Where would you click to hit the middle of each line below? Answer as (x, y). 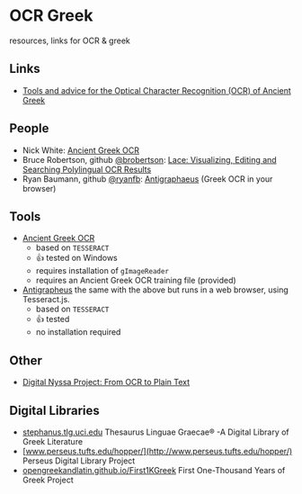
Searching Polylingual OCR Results (87, 169)
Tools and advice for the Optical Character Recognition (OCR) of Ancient (157, 90)
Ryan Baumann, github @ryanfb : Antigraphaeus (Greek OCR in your (147, 179)
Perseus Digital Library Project (79, 461)
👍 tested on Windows (77, 258)
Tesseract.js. (46, 300)
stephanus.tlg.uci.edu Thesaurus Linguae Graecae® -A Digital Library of (155, 432)
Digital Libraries (55, 410)
